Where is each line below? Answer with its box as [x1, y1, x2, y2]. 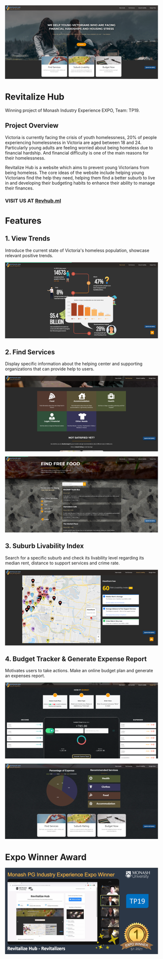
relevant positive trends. [5, 252, 53, 258]
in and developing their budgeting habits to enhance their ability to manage [5, 180, 155, 186]
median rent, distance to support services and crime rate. [5, 560, 120, 566]
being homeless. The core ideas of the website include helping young [5, 170, 145, 175]
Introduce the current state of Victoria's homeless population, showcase [5, 247, 149, 253]
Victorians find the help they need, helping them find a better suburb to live [5, 174, 155, 180]
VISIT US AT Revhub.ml [5, 197, 62, 204]
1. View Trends [5, 234, 50, 243]
